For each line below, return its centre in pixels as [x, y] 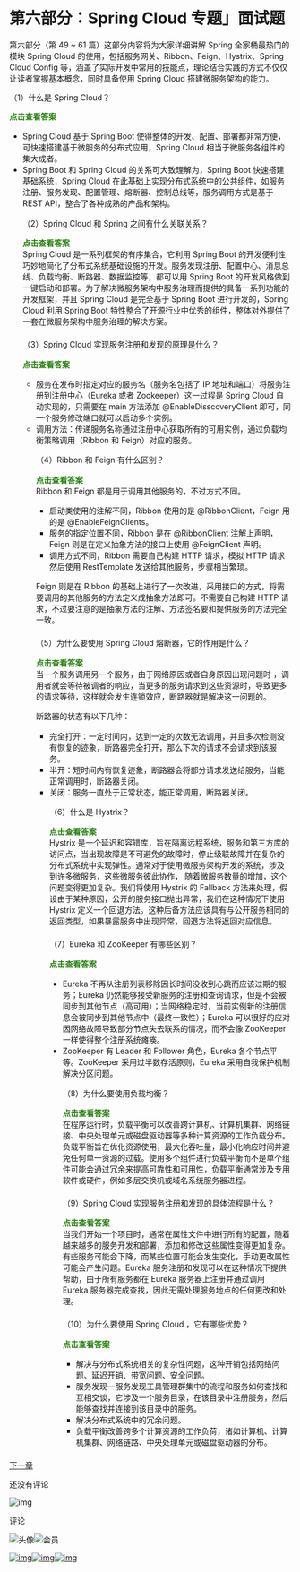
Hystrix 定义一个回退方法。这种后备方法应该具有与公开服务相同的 [169, 910]
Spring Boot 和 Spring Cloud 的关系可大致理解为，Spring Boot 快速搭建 [153, 170]
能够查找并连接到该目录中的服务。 [138, 1409]
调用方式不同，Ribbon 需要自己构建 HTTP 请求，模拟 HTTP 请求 [167, 555]
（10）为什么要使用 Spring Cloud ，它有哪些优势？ [155, 1324]
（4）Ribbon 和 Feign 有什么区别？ [100, 460]
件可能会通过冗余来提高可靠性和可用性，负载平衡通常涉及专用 [176, 1169]
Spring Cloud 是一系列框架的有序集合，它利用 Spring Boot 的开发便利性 [154, 254]
